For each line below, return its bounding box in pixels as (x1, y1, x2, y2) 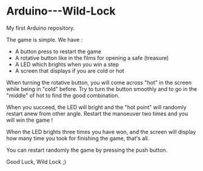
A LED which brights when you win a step (15, 61, 119, 68)
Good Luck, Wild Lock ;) (6, 158, 67, 165)
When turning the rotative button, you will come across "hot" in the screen (6, 79, 192, 86)
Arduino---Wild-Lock (6, 4, 116, 18)
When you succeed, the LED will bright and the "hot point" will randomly (6, 103, 187, 110)
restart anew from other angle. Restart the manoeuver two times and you (6, 110, 188, 117)
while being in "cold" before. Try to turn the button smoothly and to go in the (6, 85, 198, 92)
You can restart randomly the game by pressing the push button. (6, 146, 168, 153)
